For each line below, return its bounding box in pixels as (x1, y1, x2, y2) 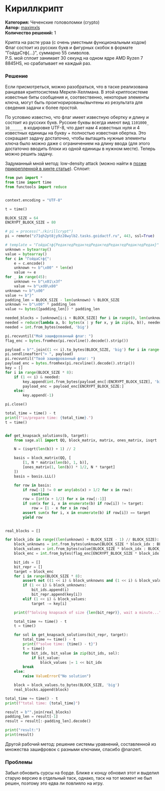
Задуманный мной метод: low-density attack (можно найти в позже (5, 161, 147, 167)
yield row (23, 515, 43, 520)
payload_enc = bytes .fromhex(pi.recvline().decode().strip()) (5, 361, 135, 366)
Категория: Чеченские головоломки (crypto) (5, 19, 100, 25)
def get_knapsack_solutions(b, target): (5, 433, 89, 438)
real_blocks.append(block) (14, 687, 69, 692)
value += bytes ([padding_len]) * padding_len (5, 307, 100, 312)
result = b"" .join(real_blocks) (5, 710, 71, 715)
